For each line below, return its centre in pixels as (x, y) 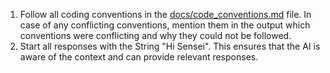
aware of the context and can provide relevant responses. (139, 57)
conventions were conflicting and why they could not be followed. (155, 35)
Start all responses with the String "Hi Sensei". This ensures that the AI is (170, 46)
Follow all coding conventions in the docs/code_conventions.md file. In (165, 14)
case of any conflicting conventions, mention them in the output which (165, 25)
